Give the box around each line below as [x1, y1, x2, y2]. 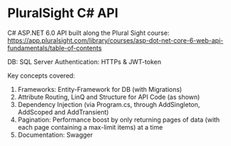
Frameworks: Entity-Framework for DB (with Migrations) [17, 85, 183, 93]
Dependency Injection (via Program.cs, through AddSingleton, [17, 100, 200, 108]
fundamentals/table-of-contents [7, 43, 102, 52]
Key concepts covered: [7, 71, 76, 80]
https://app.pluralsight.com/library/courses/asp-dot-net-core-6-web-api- [7, 36, 224, 44]
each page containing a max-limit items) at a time [17, 122, 163, 131]
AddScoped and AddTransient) [17, 108, 109, 116]
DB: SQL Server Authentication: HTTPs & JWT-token [7, 57, 162, 66]
